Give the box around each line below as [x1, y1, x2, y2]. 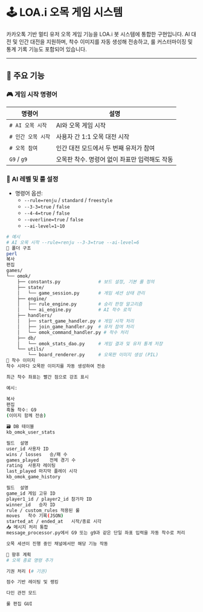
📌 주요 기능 [6, 71, 45, 81]
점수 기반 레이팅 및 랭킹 [6, 579, 59, 585]
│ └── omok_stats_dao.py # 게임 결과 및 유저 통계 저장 [17, 340, 163, 347]
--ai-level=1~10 [24, 223, 65, 229]
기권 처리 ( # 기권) [6, 568, 48, 575]
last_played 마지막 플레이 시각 [6, 468, 77, 475]
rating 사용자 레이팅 [6, 463, 56, 469]
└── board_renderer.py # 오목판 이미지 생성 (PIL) [28, 352, 159, 358]
